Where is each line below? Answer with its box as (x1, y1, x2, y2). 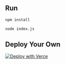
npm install (5, 17, 30, 22)
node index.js (5, 26, 35, 31)
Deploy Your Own (5, 40, 61, 48)
